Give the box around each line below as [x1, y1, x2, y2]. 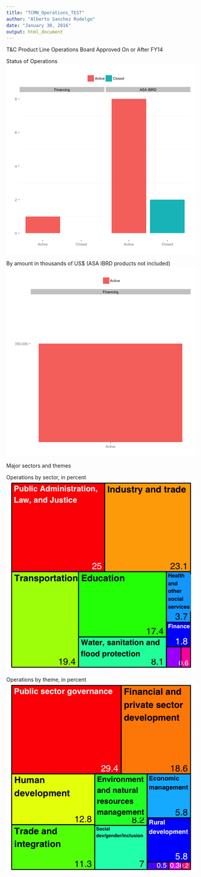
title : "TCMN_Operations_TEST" [6, 10, 85, 16]
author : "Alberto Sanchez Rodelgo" [6, 16, 96, 22]
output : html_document [6, 29, 63, 35]
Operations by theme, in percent [6, 676, 87, 683]
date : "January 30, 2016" [6, 22, 71, 28]
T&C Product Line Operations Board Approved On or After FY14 [6, 46, 164, 54]
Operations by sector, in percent [6, 474, 86, 481]
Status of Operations [6, 58, 58, 65]
